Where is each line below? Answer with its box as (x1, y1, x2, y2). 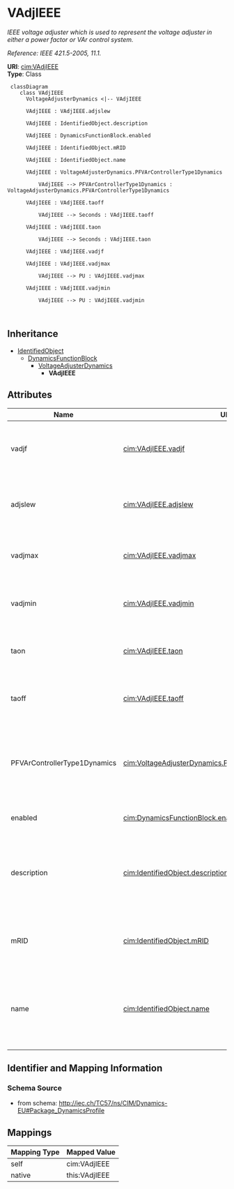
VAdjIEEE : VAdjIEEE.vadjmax (25, 260, 111, 267)
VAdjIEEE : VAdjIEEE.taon (25, 223, 101, 231)
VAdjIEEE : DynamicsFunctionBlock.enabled (25, 132, 151, 139)
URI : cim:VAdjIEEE (7, 62, 59, 70)
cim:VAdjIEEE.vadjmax (123, 551, 196, 561)
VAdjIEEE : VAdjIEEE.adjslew (25, 107, 111, 114)
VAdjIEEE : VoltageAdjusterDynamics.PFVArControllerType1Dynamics (25, 169, 223, 176)
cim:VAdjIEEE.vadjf (123, 444, 185, 454)
